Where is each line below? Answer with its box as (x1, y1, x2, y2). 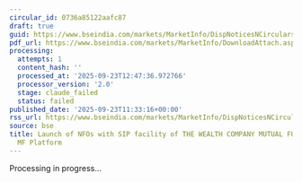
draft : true (9, 22, 54, 30)
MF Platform (17, 138, 63, 147)
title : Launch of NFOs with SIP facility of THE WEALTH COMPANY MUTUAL (9, 130, 283, 139)
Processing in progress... (9, 162, 102, 173)
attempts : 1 (17, 55, 63, 64)
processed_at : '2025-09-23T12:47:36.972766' (17, 72, 187, 81)
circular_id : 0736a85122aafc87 (9, 13, 127, 22)
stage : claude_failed (17, 88, 99, 97)
